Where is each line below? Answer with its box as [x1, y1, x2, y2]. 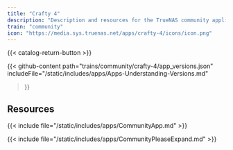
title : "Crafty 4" [7, 10, 60, 17]
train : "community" [7, 23, 64, 30]
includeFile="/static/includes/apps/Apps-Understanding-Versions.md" [7, 69, 209, 78]
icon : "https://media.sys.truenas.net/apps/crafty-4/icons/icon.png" [7, 29, 213, 37]
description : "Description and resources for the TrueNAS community [7, 17, 209, 24]
